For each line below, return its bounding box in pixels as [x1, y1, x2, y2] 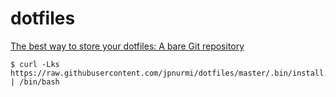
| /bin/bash [10, 77, 60, 87]
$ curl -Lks [10, 59, 60, 69]
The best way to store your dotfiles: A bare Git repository [10, 40, 245, 52]
